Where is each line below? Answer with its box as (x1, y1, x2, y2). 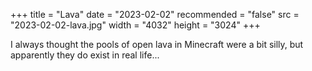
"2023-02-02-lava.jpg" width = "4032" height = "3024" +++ (10, 19, 261, 31)
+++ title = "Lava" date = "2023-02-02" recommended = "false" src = (10, 9, 300, 20)
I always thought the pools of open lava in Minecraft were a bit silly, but (10, 39, 304, 50)
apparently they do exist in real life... (10, 49, 160, 61)
